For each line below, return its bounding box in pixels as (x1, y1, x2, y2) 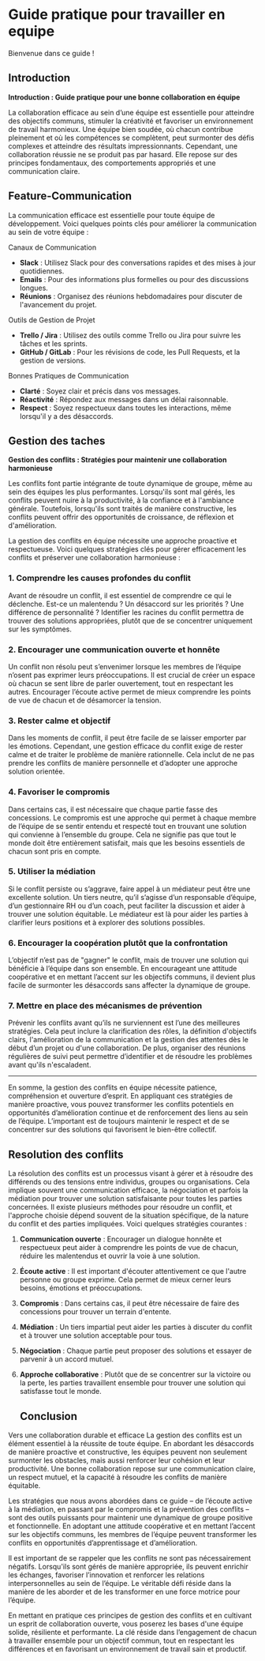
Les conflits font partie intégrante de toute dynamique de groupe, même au (8, 479, 252, 488)
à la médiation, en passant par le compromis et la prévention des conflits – (8, 1505, 250, 1514)
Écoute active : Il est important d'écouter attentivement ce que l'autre (19, 1267, 247, 1276)
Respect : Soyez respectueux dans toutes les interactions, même (19, 403, 232, 412)
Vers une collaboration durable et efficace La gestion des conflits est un (8, 1430, 242, 1440)
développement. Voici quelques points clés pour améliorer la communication (8, 219, 257, 228)
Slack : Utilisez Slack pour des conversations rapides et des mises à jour (19, 258, 256, 267)
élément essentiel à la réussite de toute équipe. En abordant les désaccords (8, 1439, 255, 1448)
